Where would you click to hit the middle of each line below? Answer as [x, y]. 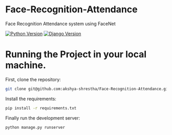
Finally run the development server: [43, 118]
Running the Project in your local [76, 54]
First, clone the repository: [33, 79]
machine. [26, 65]
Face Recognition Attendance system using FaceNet [61, 24]
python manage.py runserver [35, 127]
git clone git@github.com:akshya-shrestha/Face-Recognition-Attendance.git [88, 89]
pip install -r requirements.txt [41, 108]
